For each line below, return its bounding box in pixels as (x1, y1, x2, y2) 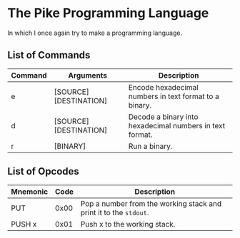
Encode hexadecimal (128, 82, 199, 92)
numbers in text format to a (128, 91, 219, 101)
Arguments (68, 70, 108, 80)
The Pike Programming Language (7, 5, 209, 21)
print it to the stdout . (80, 207, 149, 217)
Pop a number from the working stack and (80, 198, 222, 208)
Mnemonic (11, 187, 49, 197)
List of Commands (7, 49, 91, 61)
